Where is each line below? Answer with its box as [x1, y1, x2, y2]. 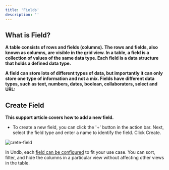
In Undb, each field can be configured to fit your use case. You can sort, [5, 149, 155, 155]
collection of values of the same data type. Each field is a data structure [5, 55, 159, 61]
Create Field [5, 101, 44, 109]
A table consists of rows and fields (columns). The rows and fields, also [5, 44, 158, 51]
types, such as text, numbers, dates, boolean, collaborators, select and [5, 81, 158, 87]
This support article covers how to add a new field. [5, 114, 114, 120]
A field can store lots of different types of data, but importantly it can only [5, 70, 163, 76]
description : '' [5, 12, 39, 17]
